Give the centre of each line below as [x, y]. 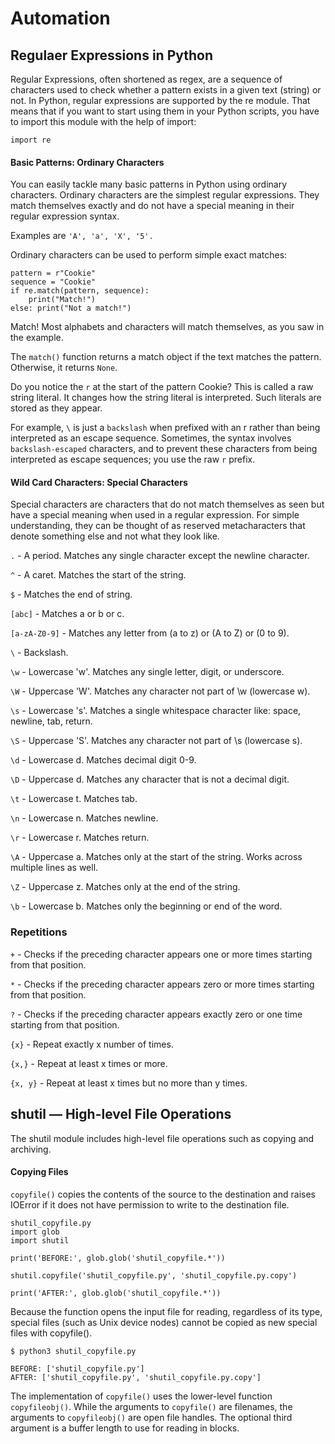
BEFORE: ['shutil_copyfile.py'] [77, 1368]
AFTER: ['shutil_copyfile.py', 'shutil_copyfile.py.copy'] [136, 1377]
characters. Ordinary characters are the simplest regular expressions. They [165, 195]
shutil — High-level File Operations [121, 1114]
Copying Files [39, 1172]
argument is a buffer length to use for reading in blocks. [125, 1428]
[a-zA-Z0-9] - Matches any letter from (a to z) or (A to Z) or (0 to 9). [150, 633]
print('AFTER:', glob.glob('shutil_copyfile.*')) [116, 1293]
